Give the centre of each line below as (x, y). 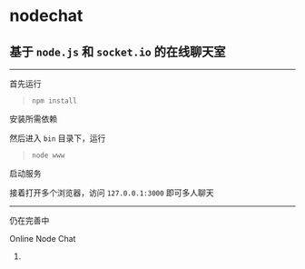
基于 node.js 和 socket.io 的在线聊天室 (118, 51)
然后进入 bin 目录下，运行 (58, 138)
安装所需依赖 (33, 119)
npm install (54, 101)
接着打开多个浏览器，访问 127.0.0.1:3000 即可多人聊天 (112, 193)
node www (48, 155)
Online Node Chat (43, 239)
